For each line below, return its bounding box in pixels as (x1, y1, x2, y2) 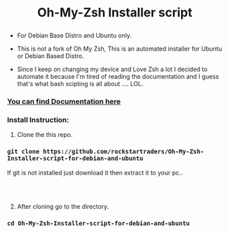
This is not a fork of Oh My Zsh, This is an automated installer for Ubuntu (16, 44, 222, 53)
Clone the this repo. (16, 131, 73, 139)
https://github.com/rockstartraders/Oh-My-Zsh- (42, 148, 204, 155)
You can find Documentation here (7, 97, 121, 107)
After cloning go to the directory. (16, 202, 109, 210)
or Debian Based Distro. (16, 52, 84, 60)
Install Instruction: (7, 115, 70, 125)
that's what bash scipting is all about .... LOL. (16, 80, 144, 88)
